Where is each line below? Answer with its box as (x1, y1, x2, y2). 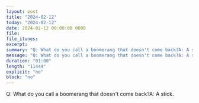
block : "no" (6, 74, 36, 80)
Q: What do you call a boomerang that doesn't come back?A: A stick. (6, 91, 174, 98)
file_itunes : (6, 36, 38, 42)
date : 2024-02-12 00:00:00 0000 (6, 25, 86, 31)
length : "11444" (6, 63, 46, 69)
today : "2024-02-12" (6, 19, 57, 25)
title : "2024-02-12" (6, 14, 57, 20)
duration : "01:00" (6, 58, 52, 64)
